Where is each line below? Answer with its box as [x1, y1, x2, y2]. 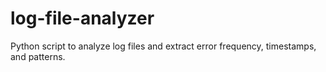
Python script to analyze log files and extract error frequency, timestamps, [10, 40, 317, 52]
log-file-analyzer [10, 7, 155, 30]
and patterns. [10, 50, 66, 62]
